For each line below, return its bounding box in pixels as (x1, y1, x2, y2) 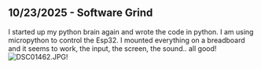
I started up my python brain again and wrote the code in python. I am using (8, 27, 254, 36)
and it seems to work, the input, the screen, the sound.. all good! (8, 43, 217, 53)
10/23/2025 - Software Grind (8, 6, 153, 20)
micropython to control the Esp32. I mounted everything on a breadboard (8, 35, 245, 45)
